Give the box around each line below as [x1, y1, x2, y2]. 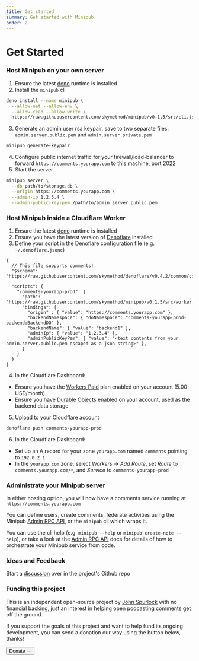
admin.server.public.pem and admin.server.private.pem [14, 131, 152, 138]
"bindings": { [21, 304, 57, 310]
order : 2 [6, 20, 28, 26]
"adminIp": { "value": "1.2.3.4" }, [27, 330, 118, 336]
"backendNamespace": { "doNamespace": [27, 314, 123, 320]
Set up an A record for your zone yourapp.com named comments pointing [14, 447, 188, 455]
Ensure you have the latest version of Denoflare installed [14, 233, 153, 240]
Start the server [14, 166, 53, 173]
